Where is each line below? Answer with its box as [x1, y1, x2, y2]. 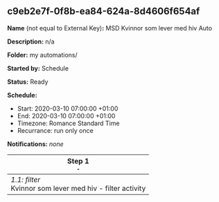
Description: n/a [7, 37, 55, 46]
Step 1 [67, 156, 89, 165]
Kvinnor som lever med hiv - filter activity [10, 183, 146, 193]
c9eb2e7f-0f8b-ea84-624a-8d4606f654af [7, 6, 200, 17]
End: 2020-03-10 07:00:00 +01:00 [17, 111, 116, 120]
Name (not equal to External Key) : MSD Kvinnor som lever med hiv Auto [7, 24, 213, 32]
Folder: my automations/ [7, 50, 78, 59]
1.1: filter [10, 174, 40, 184]
